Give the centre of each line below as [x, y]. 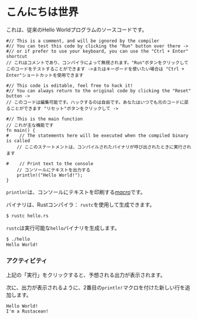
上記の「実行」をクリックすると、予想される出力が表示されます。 [86, 275]
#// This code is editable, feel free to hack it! [70, 86]
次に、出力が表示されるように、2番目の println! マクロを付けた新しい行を [96, 287]
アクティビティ [27, 261]
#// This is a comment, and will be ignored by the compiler [83, 41]
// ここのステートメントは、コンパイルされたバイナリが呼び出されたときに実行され [104, 147]
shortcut [17, 56]
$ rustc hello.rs [27, 216]
